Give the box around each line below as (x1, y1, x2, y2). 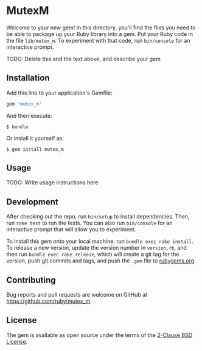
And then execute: (6, 112, 52, 119)
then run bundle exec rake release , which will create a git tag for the (6, 251, 179, 258)
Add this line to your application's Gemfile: (6, 89, 113, 96)
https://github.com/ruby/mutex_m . (6, 297, 92, 305)
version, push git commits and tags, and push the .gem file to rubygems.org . (6, 257, 197, 264)
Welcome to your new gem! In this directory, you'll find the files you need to (6, 24, 196, 31)
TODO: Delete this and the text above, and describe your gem (6, 55, 161, 62)
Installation (6, 73, 50, 83)
